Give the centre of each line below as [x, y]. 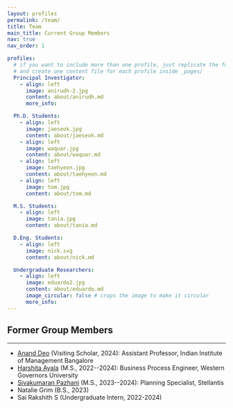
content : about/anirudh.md [64, 97]
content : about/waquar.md [63, 155]
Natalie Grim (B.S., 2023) [53, 390]
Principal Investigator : [49, 78]
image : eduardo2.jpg [55, 283]
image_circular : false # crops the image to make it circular [117, 296]
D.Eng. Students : [38, 238]
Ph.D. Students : [37, 116]
